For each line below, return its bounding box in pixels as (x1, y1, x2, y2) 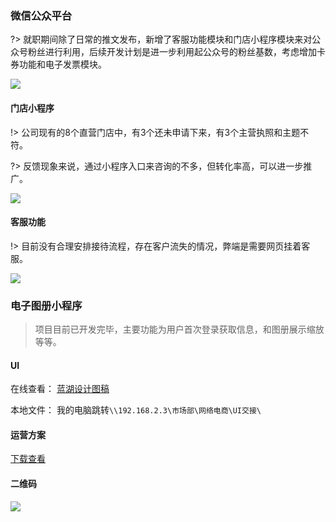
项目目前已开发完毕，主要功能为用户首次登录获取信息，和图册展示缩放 (34, 323, 325, 335)
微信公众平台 (10, 8, 73, 22)
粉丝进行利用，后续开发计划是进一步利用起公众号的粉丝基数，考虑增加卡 (27, 46, 326, 58)
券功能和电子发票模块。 (10, 58, 107, 71)
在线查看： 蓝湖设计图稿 (10, 383, 110, 395)
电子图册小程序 (10, 298, 83, 312)
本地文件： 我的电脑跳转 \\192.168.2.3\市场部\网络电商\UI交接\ (10, 404, 262, 416)
